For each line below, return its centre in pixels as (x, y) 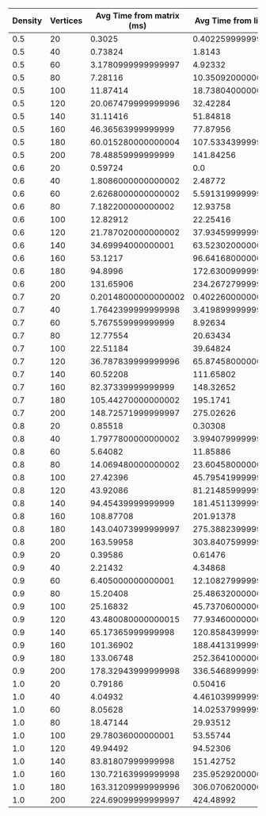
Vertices (66, 21)
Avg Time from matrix (137, 15)
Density (27, 21)
